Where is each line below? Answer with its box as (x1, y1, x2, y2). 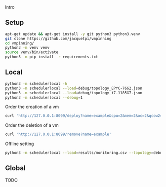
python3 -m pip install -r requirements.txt (5, 54, 98, 60)
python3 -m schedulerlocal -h (5, 81, 68, 86)
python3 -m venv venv (5, 45, 50, 50)
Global (5, 164, 26, 172)
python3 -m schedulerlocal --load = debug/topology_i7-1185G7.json (5, 90, 142, 95)
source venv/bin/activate (5, 50, 58, 55)
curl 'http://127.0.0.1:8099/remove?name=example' (5, 132, 112, 137)
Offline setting (5, 141, 34, 147)
